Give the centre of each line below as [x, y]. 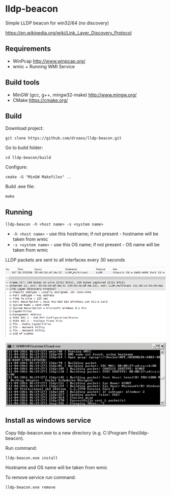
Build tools [22, 83]
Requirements [28, 49]
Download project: [25, 128]
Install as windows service [48, 420]
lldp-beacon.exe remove [31, 487]
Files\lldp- [138, 432]
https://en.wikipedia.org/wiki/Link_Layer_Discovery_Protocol [68, 33]
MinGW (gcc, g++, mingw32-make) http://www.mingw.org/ [75, 95]
